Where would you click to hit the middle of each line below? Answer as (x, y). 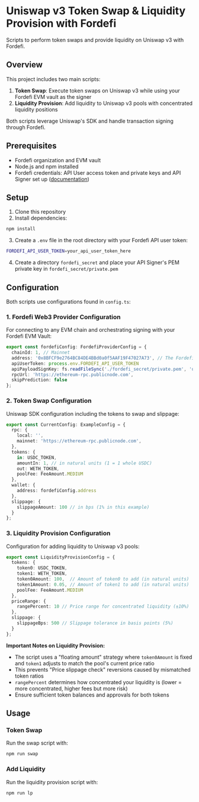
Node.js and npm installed (46, 166)
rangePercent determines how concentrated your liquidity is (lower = (98, 682)
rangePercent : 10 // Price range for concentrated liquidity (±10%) (103, 607)
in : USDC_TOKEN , (37, 457)
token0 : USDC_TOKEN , (42, 568)
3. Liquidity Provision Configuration (58, 533)
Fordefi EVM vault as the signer (53, 97)
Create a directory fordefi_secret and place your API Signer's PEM (97, 262)
